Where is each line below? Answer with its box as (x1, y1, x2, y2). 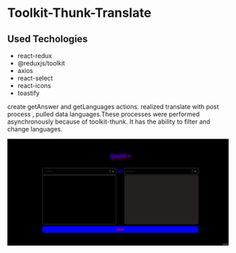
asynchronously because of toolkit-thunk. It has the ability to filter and (7, 117, 211, 126)
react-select (17, 74, 53, 82)
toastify (17, 89, 40, 97)
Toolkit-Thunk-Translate (7, 5, 152, 21)
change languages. (7, 125, 63, 133)
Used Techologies (7, 33, 88, 45)
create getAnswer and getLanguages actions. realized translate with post (7, 103, 219, 110)
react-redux (17, 51, 53, 60)
